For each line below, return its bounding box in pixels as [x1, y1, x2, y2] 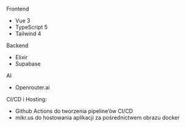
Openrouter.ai [15, 84, 50, 91]
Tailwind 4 [15, 30, 41, 37]
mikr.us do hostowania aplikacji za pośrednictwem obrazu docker [15, 114, 180, 121]
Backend [6, 42, 29, 49]
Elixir [15, 54, 28, 60]
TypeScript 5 [15, 24, 48, 31]
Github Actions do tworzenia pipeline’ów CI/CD [15, 107, 133, 115]
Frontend [6, 5, 29, 12]
